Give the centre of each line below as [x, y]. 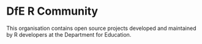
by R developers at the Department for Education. [69, 34]
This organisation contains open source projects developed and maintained [102, 28]
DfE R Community [52, 11]
